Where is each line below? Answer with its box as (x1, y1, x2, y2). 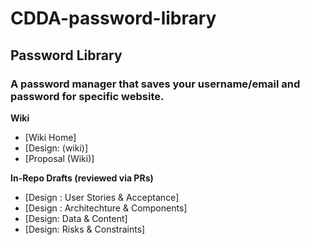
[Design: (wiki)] (24, 142, 89, 154)
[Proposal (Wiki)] (24, 152, 95, 164)
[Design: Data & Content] (24, 212, 128, 224)
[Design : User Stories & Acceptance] (24, 191, 180, 203)
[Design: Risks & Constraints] (24, 223, 146, 235)
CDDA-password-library (10, 7, 217, 30)
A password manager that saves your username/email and (10, 77, 301, 91)
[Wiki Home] (24, 131, 77, 143)
